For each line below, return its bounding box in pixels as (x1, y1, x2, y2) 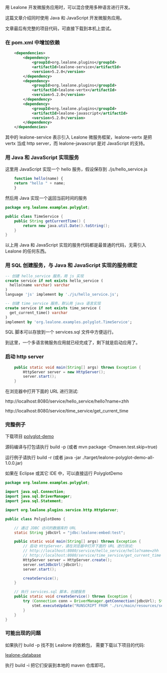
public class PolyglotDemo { (5, 516, 66, 521)
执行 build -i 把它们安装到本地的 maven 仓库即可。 (5, 662, 108, 668)
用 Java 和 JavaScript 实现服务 (5, 154, 80, 161)
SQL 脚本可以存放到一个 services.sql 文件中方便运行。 (5, 329, 116, 335)
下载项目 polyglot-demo (5, 433, 54, 439)
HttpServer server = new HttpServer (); (23, 369, 106, 374)
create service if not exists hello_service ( (5, 278, 103, 283)
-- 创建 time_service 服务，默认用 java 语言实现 (5, 301, 101, 306)
